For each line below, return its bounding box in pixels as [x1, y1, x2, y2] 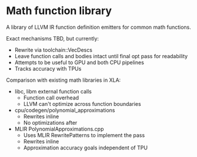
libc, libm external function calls [14, 88, 92, 95]
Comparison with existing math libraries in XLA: [6, 76, 121, 83]
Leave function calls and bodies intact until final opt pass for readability [14, 52, 188, 59]
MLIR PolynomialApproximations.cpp [14, 125, 104, 132]
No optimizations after [23, 119, 78, 126]
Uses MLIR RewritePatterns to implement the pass [23, 131, 145, 139]
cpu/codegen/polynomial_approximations [14, 106, 115, 113]
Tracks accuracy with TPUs [14, 65, 82, 72]
